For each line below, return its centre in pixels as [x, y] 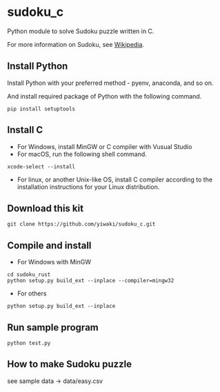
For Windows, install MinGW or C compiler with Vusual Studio [104, 146]
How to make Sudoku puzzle [70, 364]
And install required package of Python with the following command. [104, 96]
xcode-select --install [41, 166]
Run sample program [53, 327]
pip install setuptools [41, 109]
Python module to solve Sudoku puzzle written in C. [81, 31]
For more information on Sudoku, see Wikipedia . [76, 44]
